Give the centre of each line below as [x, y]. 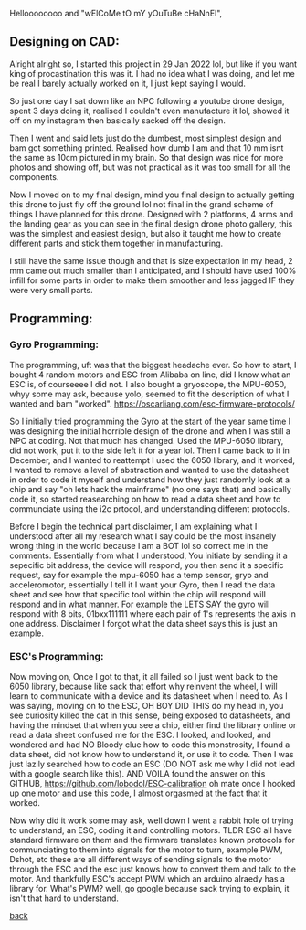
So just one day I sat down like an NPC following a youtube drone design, [147, 100]
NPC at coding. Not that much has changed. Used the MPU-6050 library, [147, 440]
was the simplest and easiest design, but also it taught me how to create [145, 233]
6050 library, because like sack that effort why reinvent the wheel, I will [143, 686]
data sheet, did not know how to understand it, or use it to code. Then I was [152, 754]
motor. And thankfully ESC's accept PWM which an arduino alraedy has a [148, 878]
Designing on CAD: [65, 42]
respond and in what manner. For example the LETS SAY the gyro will [140, 604]
